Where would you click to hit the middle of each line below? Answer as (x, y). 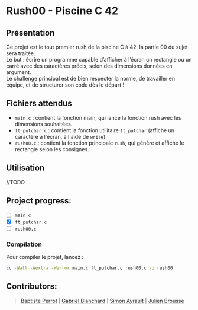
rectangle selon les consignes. (52, 149)
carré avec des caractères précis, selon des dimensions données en (89, 66)
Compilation (24, 244)
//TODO (16, 182)
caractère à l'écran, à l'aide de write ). (61, 136)
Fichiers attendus (39, 103)
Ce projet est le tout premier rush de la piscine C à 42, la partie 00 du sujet (97, 47)
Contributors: (32, 287)
